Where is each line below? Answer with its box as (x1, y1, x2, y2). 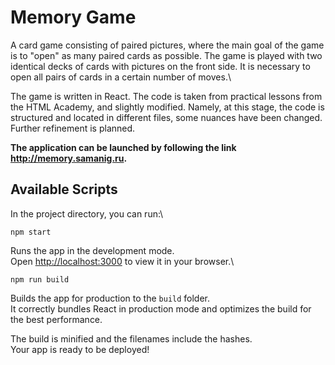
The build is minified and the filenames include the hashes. (10, 332, 253, 345)
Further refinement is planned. (10, 122, 136, 134)
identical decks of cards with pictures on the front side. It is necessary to (10, 60, 311, 72)
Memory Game (10, 6, 137, 29)
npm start (10, 227, 52, 237)
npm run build (10, 274, 70, 285)
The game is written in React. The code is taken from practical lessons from (10, 90, 323, 102)
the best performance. (10, 313, 103, 325)
